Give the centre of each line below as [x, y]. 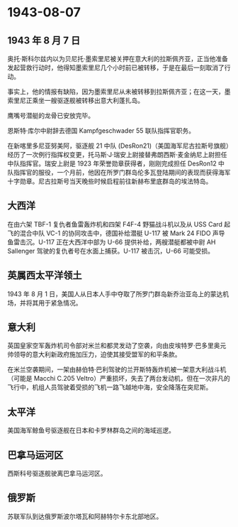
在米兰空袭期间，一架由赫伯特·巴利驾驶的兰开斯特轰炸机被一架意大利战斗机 [117, 369]
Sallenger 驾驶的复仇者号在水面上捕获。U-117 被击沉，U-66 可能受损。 [111, 251]
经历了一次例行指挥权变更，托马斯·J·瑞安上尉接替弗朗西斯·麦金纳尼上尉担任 [118, 154]
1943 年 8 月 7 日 [44, 40]
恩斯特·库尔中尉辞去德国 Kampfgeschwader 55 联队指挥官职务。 [101, 131]
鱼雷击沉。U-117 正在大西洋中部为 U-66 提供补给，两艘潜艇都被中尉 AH [112, 241]
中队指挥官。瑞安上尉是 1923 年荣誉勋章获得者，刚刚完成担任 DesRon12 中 [116, 163]
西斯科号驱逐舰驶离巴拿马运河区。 [57, 474]
